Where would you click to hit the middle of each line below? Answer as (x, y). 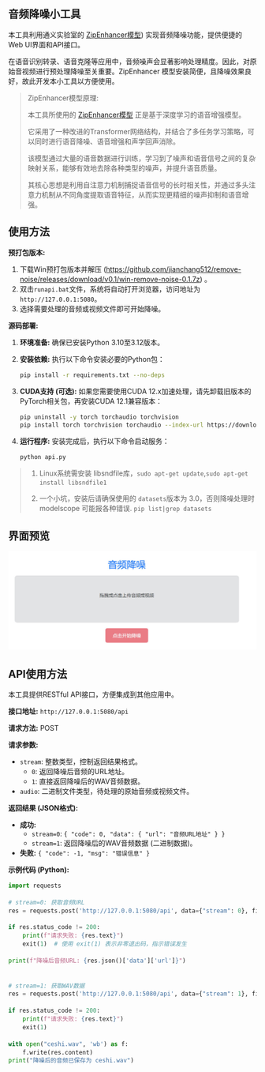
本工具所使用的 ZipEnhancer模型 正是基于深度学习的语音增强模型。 (136, 115)
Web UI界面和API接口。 (47, 44)
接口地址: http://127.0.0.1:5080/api (68, 711)
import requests (35, 886)
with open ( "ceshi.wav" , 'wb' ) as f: (68, 1044)
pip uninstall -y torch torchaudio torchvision (99, 417)
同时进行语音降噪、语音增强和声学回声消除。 (107, 141)
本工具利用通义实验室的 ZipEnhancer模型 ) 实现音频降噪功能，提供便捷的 (125, 35)
